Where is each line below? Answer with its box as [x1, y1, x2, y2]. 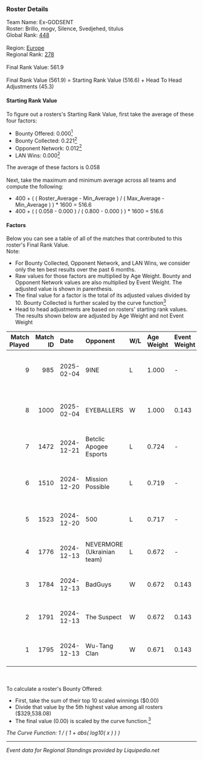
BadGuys [85, 580, 112, 588]
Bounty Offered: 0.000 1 [14, 128, 73, 137]
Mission [85, 475, 108, 483]
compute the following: [6, 183, 63, 190]
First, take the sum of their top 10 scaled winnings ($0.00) [14, 696, 159, 704]
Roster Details [6, 5, 49, 13]
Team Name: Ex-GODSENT [6, 19, 74, 26]
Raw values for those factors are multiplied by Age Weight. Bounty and [14, 272, 192, 280]
